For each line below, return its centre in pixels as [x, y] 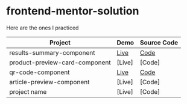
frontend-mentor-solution [73, 11]
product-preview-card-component [60, 63]
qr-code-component [40, 72]
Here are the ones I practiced [43, 28]
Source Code [159, 42]
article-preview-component [49, 82]
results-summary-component [52, 52]
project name [28, 91]
